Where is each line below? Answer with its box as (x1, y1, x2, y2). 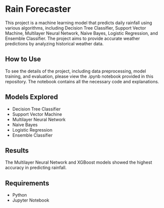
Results (5, 146, 29, 155)
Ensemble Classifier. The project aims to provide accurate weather (5, 35, 140, 41)
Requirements (5, 179, 49, 187)
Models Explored (5, 93, 58, 102)
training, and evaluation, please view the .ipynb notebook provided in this (5, 73, 154, 79)
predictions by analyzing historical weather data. (5, 40, 104, 46)
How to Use (5, 55, 41, 64)
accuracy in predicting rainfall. (5, 165, 67, 171)
